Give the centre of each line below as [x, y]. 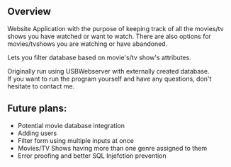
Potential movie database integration [71, 125]
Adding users [37, 133]
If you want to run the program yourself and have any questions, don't [109, 79]
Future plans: [37, 109]
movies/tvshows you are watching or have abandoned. [88, 44]
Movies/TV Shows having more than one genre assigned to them [112, 148]
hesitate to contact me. [41, 86]
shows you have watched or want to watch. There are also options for [109, 36]
